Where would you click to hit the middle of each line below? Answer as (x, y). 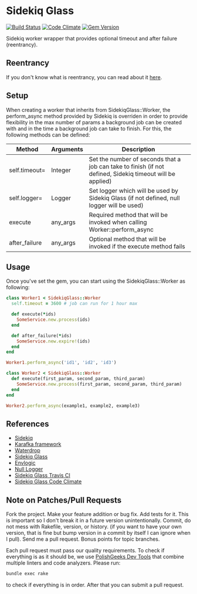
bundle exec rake (27, 573)
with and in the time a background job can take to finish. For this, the (89, 128)
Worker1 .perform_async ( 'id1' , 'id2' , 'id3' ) (61, 363)
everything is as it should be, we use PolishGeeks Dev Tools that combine (95, 556)
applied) (100, 181)
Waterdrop (27, 450)
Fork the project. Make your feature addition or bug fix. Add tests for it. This (97, 514)
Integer (61, 170)
